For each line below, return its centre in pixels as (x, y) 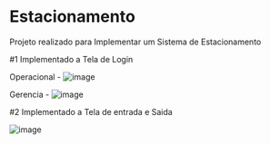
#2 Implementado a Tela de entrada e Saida (91, 111)
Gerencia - (30, 94)
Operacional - (35, 77)
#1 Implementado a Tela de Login (71, 59)
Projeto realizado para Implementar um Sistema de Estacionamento (135, 42)
